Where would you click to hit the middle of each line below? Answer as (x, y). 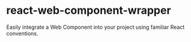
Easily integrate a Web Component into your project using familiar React (95, 27)
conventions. (22, 33)
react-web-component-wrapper (89, 10)
